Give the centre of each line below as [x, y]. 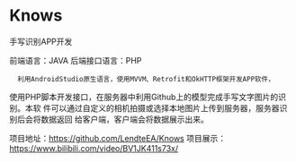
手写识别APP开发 [41, 41]
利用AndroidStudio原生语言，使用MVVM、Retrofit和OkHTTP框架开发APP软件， [146, 79]
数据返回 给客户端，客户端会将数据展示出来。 [124, 119]
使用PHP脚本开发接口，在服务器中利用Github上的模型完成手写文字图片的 [144, 97]
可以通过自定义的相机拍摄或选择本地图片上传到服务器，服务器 [165, 107]
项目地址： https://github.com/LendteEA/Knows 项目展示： [118, 138]
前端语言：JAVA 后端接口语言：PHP [76, 60]
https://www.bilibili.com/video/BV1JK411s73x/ [94, 148]
